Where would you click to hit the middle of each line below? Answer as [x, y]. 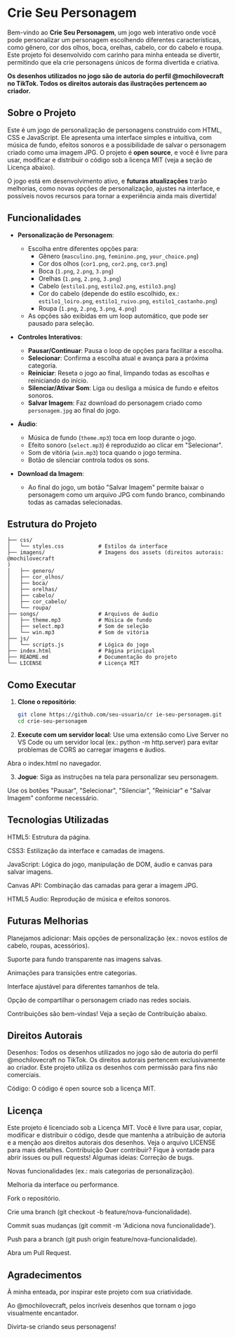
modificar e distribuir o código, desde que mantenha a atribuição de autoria [116, 1135]
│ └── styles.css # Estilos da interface [88, 546]
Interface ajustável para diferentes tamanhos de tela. [83, 986]
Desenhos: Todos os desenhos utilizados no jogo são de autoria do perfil [113, 1053]
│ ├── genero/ [31, 571]
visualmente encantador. [43, 1313]
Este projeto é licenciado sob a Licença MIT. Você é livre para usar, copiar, [115, 1128]
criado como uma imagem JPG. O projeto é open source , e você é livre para [117, 152]
